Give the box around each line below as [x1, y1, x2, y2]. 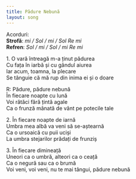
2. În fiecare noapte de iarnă [6, 116, 76, 123]
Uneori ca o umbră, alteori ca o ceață [6, 153, 98, 160]
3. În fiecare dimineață [6, 147, 61, 154]
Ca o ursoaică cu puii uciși [6, 129, 72, 136]
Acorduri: [6, 30, 29, 38]
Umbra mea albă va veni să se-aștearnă [6, 122, 104, 129]
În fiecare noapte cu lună [6, 92, 67, 99]
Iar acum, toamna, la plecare [6, 67, 76, 75]
